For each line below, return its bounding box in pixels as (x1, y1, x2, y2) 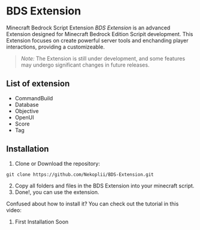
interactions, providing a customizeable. (6, 43, 105, 50)
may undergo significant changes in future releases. (20, 61, 150, 68)
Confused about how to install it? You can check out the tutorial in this (6, 200, 179, 207)
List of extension (6, 79, 70, 89)
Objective (14, 107, 39, 115)
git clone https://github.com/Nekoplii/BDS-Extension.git (6, 171, 154, 178)
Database (14, 101, 39, 108)
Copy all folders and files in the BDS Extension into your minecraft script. (14, 182, 195, 189)
